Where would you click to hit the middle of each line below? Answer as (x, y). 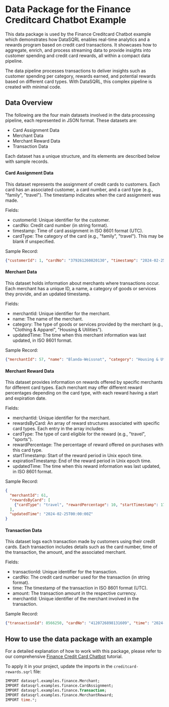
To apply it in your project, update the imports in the (59, 667)
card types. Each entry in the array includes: (58, 429)
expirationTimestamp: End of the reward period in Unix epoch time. (82, 461)
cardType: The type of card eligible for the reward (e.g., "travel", (79, 434)
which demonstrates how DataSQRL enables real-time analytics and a (77, 39)
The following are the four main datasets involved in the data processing (80, 115)
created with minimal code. (33, 86)
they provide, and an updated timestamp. (48, 294)
